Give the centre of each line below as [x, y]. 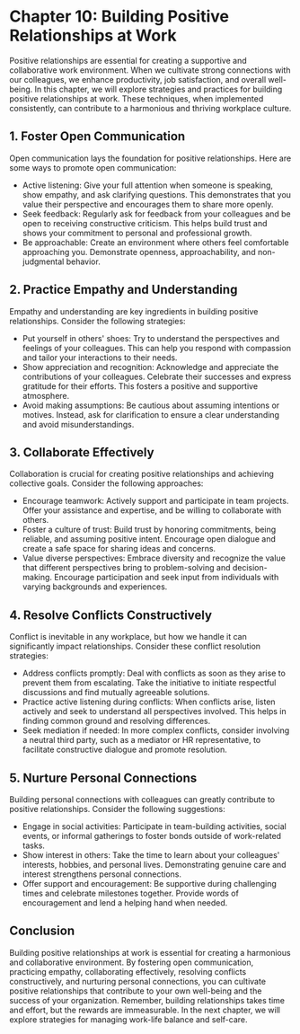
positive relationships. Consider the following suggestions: [118, 809]
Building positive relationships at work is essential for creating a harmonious [150, 952]
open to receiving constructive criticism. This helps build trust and [145, 223]
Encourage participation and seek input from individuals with [166, 578]
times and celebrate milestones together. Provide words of [131, 893]
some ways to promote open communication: [93, 167]
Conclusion [42, 931]
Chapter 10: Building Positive [119, 17]
